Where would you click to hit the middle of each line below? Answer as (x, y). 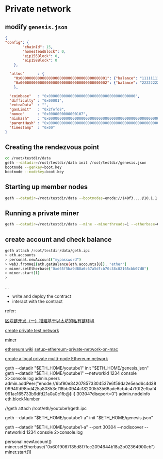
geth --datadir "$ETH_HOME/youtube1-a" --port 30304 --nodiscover (74, 427)
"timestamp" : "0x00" (32, 127)
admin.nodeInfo (134, 394)
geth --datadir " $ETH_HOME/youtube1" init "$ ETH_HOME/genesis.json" (77, 368)
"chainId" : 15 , (38, 47)
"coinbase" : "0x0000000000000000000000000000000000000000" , (74, 96)
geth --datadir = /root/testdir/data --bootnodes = (55, 198)
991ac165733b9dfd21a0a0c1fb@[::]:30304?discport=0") (61, 394)
